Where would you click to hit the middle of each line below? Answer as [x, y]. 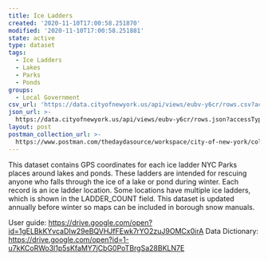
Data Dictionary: [232, 231]
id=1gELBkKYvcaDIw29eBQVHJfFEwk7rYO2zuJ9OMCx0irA [106, 231]
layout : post [30, 127]
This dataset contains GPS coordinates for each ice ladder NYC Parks [123, 164]
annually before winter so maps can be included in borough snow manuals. [132, 207]
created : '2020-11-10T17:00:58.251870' [75, 23]
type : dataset [32, 45]
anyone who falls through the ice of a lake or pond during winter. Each [124, 181]
